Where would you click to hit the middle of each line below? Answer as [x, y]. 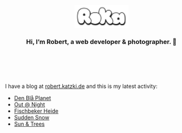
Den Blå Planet [32, 98]
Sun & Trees [29, 124]
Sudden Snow [31, 118]
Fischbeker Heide [36, 111]
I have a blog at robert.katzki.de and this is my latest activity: [81, 86]
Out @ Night [30, 105]
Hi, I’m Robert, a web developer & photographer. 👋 [101, 41]
